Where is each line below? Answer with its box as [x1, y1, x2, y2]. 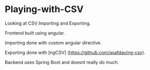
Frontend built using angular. [5, 30, 65, 36]
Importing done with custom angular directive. [5, 39, 102, 46]
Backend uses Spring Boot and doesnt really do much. [5, 59, 119, 65]
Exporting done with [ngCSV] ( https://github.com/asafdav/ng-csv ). [5, 49, 146, 55]
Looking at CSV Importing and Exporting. [5, 20, 91, 26]
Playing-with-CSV [5, 4, 84, 15]
